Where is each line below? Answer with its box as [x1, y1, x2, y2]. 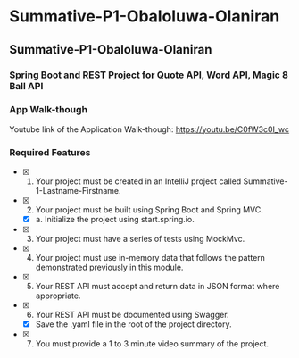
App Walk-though [9, 104, 87, 116]
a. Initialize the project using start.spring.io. [35, 214, 195, 225]
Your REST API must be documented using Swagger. [35, 310, 229, 321]
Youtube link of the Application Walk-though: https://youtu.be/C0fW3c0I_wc [9, 123, 290, 135]
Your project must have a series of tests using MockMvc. [35, 234, 245, 245]
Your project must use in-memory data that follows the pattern [35, 253, 266, 263]
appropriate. [35, 290, 81, 301]
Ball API [9, 79, 44, 92]
